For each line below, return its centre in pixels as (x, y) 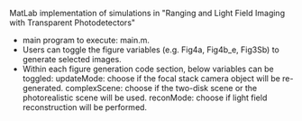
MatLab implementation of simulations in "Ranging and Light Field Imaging (147, 13)
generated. (43, 88)
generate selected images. (72, 59)
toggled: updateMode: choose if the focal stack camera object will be (151, 79)
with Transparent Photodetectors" (73, 23)
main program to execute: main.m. (86, 40)
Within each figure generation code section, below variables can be (148, 69)
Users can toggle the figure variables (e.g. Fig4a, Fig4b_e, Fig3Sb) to (151, 50)
